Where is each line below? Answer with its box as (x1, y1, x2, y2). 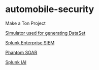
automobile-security (5, 4, 94, 15)
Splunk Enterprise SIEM (5, 39, 55, 46)
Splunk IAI (5, 59, 27, 65)
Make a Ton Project (5, 20, 46, 26)
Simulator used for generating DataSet (5, 30, 86, 36)
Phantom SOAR (5, 49, 38, 55)
